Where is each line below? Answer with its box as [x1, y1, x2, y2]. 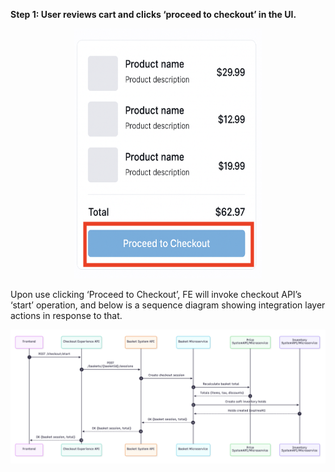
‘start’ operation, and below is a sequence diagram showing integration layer [10, 299, 326, 311]
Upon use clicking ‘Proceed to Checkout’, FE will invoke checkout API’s [10, 289, 302, 300]
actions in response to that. [10, 310, 123, 321]
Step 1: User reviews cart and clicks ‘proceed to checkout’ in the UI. [10, 9, 297, 20]
